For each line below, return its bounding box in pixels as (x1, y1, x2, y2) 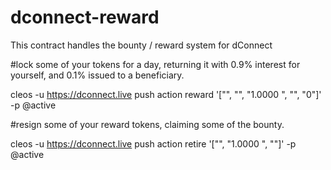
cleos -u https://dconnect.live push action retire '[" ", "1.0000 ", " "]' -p (10, 137, 297, 150)
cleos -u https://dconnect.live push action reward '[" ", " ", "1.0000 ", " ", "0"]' (10, 88, 322, 100)
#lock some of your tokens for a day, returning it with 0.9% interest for (10, 58, 301, 70)
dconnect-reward (10, 6, 160, 29)
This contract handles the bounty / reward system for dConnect (10, 39, 273, 51)
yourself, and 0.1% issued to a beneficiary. (10, 69, 185, 81)
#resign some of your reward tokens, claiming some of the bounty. (10, 118, 285, 130)
